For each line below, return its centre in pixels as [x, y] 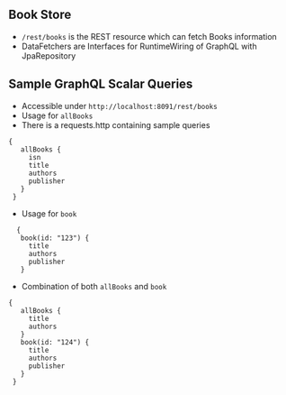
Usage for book [49, 213]
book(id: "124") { [55, 342]
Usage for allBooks [57, 115]
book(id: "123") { [55, 238]
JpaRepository [49, 55]
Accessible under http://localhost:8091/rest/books [119, 106]
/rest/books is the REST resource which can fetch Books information [149, 36]
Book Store [40, 15]
